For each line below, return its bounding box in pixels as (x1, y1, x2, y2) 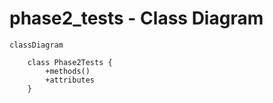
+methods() (45, 66, 91, 76)
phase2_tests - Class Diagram (9, 7, 264, 30)
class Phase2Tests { (27, 57, 113, 67)
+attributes (45, 75, 96, 85)
